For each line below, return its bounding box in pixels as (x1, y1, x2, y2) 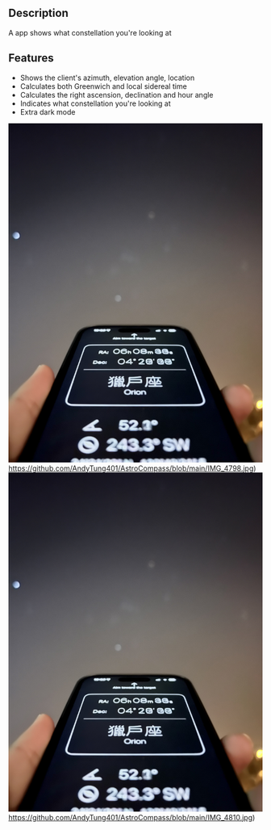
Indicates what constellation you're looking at (19, 99, 171, 108)
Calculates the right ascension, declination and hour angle (19, 90, 214, 99)
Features (8, 52, 54, 65)
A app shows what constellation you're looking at (8, 27, 172, 37)
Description (8, 6, 69, 20)
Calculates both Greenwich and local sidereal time (19, 81, 187, 91)
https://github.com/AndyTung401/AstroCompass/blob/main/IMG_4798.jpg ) (8, 463, 256, 473)
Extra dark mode (19, 107, 76, 116)
